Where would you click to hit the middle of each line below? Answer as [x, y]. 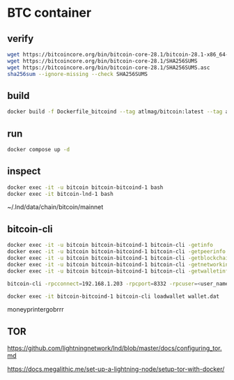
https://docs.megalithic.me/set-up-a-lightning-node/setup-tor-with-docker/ [116, 369]
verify [21, 39]
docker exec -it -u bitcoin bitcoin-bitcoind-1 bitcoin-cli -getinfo [110, 245]
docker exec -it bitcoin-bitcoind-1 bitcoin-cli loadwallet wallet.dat [113, 296]
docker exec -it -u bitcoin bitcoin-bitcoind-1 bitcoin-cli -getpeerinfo [117, 252]
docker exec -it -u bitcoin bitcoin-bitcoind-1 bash [85, 187]
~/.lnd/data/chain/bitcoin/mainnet [55, 207]
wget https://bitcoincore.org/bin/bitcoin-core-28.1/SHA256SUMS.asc [109, 68]
